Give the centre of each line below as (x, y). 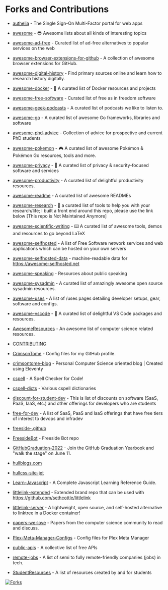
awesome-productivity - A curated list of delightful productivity (78, 180)
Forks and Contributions (57, 9)
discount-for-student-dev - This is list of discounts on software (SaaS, (85, 398)
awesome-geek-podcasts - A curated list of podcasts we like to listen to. (88, 108)
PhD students (27, 138)
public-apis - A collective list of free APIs (55, 547)
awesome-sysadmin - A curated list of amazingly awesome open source (88, 283)
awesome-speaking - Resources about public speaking (70, 273)
